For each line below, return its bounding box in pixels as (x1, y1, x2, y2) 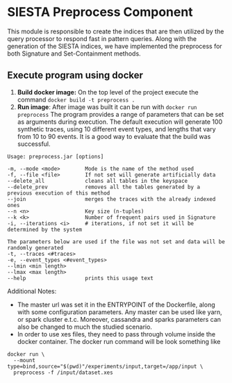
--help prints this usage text (7, 275, 154, 282)
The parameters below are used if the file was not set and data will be (7, 238, 226, 245)
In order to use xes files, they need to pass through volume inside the (17, 329, 216, 338)
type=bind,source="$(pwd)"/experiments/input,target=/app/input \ (7, 363, 204, 370)
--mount (13, 357, 36, 364)
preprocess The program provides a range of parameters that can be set (17, 110, 224, 118)
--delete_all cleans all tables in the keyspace (7, 177, 188, 184)
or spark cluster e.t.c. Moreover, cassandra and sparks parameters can (17, 315, 221, 323)
